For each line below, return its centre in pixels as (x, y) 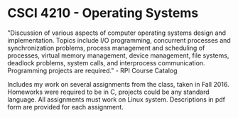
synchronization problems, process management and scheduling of (106, 48)
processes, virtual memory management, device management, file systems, (118, 55)
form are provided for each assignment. (66, 107)
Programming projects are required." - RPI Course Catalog (92, 70)
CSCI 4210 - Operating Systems (103, 13)
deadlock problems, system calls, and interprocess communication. (106, 63)
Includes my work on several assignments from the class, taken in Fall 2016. (118, 84)
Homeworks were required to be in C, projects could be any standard (108, 92)
